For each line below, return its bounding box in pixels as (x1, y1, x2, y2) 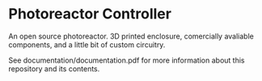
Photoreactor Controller (8, 5, 172, 23)
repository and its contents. (8, 63, 100, 73)
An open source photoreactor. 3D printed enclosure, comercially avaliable (8, 31, 255, 41)
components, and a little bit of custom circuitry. (8, 39, 166, 49)
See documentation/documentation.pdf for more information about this (8, 55, 245, 65)
